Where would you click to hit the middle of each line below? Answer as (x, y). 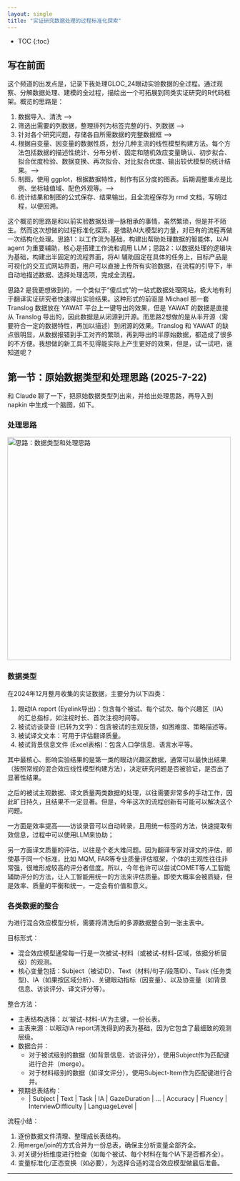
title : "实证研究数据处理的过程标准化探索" (64, 21)
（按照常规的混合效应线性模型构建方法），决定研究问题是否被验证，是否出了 (119, 768)
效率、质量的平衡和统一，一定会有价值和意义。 (82, 885)
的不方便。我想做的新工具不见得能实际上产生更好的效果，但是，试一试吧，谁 (120, 344)
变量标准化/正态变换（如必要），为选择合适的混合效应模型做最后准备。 (120, 1163)
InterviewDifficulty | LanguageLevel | (82, 1106)
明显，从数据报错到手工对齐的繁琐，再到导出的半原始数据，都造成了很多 (126, 335)
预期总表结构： (40, 1091)
